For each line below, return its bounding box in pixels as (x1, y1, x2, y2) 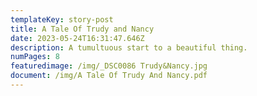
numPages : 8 (10, 52, 60, 62)
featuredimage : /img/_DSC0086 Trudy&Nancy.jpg (10, 61, 208, 71)
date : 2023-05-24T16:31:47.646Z (10, 33, 145, 43)
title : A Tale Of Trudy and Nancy (10, 24, 155, 34)
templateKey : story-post (10, 14, 114, 25)
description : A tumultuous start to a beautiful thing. (10, 42, 248, 53)
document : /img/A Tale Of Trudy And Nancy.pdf (10, 71, 208, 81)
